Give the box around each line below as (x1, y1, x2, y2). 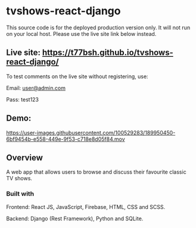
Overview (6, 152, 43, 162)
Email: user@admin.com (6, 84, 66, 91)
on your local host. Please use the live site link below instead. (6, 30, 157, 37)
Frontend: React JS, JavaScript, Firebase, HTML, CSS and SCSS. (6, 203, 166, 210)
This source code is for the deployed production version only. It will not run (6, 24, 191, 31)
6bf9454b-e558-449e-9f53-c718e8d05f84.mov (6, 135, 125, 143)
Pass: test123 (6, 95, 39, 103)
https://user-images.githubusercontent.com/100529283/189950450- (6, 129, 176, 136)
